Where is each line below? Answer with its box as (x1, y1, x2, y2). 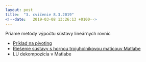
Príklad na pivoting (12, 40, 52, 46)
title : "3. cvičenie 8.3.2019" (5, 12, 74, 17)
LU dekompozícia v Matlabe (12, 51, 71, 57)
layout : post (5, 7, 33, 13)
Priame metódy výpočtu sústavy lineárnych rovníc (5, 31, 111, 37)
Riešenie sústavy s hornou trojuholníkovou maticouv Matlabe (12, 46, 141, 52)
